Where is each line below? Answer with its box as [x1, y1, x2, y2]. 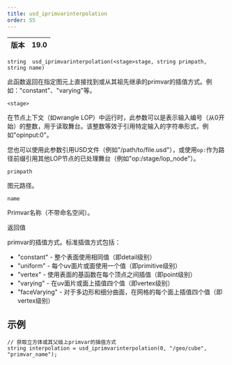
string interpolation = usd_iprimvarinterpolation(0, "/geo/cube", [7, 345, 208, 352]
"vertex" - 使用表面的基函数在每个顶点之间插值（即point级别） [17, 270, 196, 278]
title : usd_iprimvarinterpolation [7, 10, 108, 17]
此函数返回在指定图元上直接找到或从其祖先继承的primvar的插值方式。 [7, 77, 207, 86]
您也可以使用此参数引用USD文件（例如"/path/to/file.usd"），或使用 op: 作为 [7, 145, 219, 154]
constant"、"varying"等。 [22, 86, 96, 94]
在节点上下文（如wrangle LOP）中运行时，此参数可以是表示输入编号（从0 [7, 113, 219, 121]
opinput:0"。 [16, 131, 53, 139]
